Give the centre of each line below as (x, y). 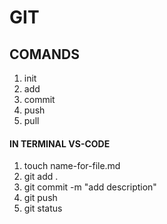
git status (43, 208)
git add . (41, 177)
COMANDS (44, 54)
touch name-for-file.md (72, 166)
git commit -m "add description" (90, 187)
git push (40, 198)
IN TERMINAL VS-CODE (60, 143)
